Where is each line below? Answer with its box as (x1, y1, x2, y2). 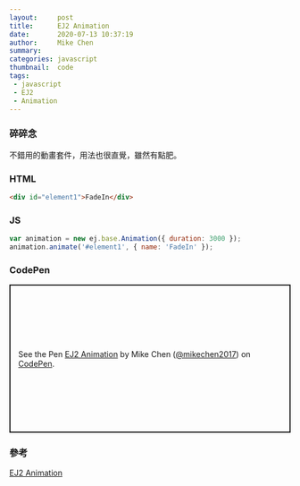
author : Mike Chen (9, 38, 94, 47)
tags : (9, 72, 29, 81)
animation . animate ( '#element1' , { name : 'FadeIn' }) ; (9, 243, 214, 252)
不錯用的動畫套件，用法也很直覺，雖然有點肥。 (9, 149, 181, 160)
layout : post (9, 13, 74, 22)
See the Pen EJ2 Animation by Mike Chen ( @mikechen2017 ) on (18, 348, 252, 359)
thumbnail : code (9, 64, 74, 72)
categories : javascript (9, 55, 98, 64)
